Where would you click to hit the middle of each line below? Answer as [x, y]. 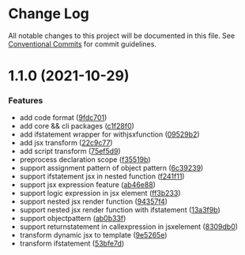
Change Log [49, 14]
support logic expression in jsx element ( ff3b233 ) [100, 193]
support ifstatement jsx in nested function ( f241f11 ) [102, 176]
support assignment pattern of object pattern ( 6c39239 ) [111, 168]
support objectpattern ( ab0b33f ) [73, 219]
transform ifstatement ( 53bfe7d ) [72, 244]
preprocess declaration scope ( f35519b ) [85, 159]
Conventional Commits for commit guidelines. [82, 43]
